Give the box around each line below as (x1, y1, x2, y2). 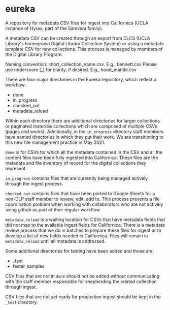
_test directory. (5, 299, 38, 305)
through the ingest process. (5, 180, 63, 187)
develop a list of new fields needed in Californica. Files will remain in (5, 232, 148, 239)
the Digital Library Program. (5, 51, 63, 57)
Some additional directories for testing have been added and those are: (5, 247, 154, 254)
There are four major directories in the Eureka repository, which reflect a (5, 76, 156, 82)
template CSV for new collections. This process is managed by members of (5, 46, 163, 52)
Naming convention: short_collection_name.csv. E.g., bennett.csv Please (5, 61, 157, 67)
